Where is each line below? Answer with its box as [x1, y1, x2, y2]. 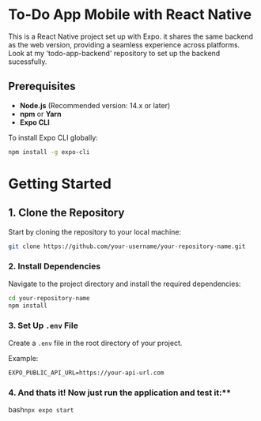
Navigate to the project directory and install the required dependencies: [8, 279, 241, 288]
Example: [8, 353, 39, 363]
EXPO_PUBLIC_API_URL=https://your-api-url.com [8, 369, 165, 377]
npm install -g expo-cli [8, 148, 90, 156]
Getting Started [8, 175, 112, 193]
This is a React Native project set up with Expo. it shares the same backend [8, 32, 254, 41]
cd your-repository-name [8, 294, 90, 302]
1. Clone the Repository [8, 206, 125, 220]
